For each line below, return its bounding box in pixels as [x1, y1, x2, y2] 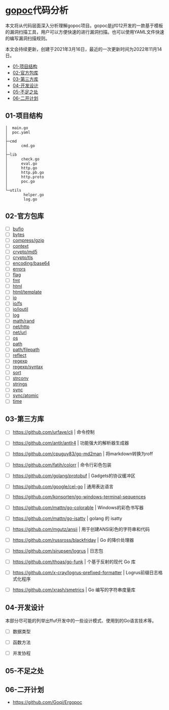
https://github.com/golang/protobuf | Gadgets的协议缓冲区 [12, 472, 136, 479]
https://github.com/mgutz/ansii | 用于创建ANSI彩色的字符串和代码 [12, 526, 150, 532]
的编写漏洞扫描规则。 [5, 35, 50, 41]
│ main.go [5, 125, 28, 130]
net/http [12, 323, 29, 329]
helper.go [23, 192, 44, 197]
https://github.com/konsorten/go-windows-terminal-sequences [12, 493, 146, 499]
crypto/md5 [12, 248, 38, 255]
